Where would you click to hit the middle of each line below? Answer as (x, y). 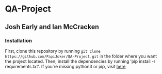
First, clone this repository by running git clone (53, 51)
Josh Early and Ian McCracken (52, 27)
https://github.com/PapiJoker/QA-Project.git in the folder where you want (81, 56)
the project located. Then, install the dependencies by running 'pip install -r (80, 61)
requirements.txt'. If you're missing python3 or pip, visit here (65, 66)
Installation (19, 41)
